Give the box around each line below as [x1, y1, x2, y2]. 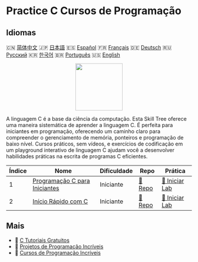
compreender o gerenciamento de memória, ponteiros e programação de [6, 134, 184, 141]
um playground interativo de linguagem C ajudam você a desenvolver [6, 147, 175, 154]
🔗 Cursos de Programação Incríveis [14, 249, 101, 256]
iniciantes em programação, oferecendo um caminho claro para [6, 128, 161, 135]
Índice [9, 167, 27, 175]
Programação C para [32, 177, 90, 185]
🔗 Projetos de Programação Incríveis [14, 243, 104, 250]
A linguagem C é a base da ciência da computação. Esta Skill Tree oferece [6, 115, 187, 122]
